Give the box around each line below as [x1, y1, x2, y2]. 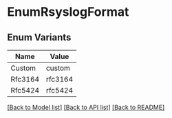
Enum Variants [7, 32, 72, 43]
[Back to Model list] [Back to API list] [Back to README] [7, 104, 165, 111]
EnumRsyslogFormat [7, 4, 129, 20]
